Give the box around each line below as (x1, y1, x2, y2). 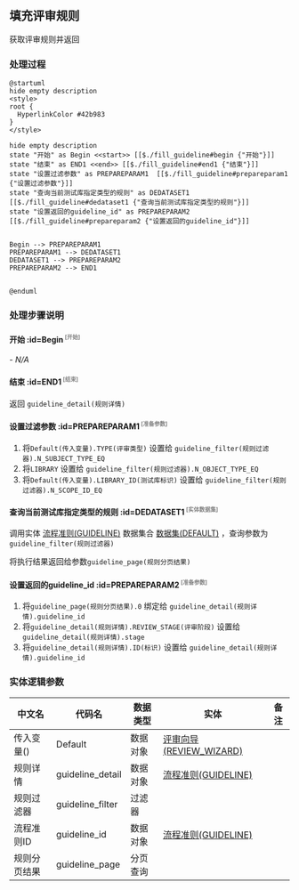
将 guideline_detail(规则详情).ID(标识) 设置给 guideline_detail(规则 (21, 642, 271, 652)
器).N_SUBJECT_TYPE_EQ (21, 454, 105, 463)
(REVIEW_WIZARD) (163, 744, 243, 756)
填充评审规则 (9, 8, 80, 24)
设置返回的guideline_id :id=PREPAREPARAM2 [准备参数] (9, 578, 207, 590)
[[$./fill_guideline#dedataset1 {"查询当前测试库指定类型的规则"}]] (9, 198, 250, 207)
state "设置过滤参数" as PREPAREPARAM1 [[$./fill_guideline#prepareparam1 (9, 170, 288, 179)
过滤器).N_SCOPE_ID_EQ (21, 486, 102, 495)
